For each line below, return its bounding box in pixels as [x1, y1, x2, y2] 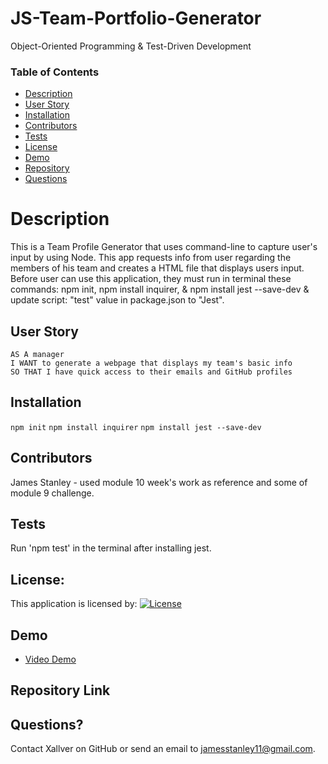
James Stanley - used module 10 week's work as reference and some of [10, 476, 308, 488]
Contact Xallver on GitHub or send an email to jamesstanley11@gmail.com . [10, 743, 316, 755]
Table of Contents [10, 65, 100, 79]
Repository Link [10, 682, 111, 699]
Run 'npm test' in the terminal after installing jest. [10, 542, 212, 554]
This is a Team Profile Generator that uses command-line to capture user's [10, 241, 318, 253]
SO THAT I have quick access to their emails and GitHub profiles [10, 367, 293, 377]
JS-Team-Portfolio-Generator [10, 7, 262, 30]
